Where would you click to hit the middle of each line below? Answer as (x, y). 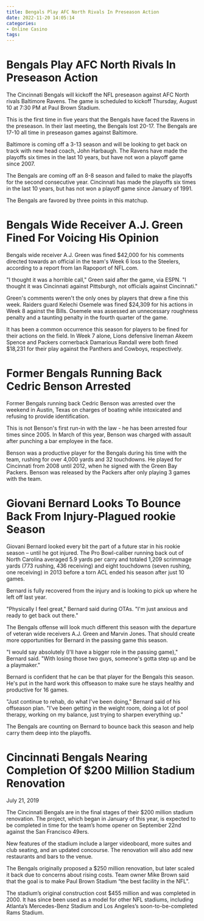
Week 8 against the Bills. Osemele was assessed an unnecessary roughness (102, 311)
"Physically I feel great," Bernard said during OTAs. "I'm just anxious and (97, 609)
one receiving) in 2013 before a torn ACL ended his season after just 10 (95, 572)
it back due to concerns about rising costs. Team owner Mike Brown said (98, 875)
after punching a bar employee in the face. (60, 441)
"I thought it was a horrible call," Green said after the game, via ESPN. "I (97, 280)
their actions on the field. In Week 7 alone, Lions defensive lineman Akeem (100, 336)
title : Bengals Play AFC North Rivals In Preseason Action (83, 12)
